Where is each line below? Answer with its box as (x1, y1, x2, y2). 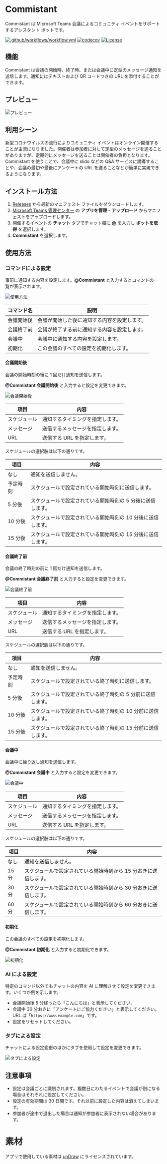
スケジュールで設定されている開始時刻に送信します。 (30, 484, 154, 491)
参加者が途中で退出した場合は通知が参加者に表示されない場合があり (12, 1111, 152, 1117)
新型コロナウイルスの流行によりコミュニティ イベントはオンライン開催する (5, 140, 159, 146)
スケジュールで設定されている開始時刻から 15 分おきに (24, 868, 153, 875)
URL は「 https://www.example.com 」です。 (12, 1012, 99, 1018)
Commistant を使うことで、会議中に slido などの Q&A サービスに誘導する (5, 158, 155, 164)
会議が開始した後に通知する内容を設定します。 (37, 316, 147, 323)
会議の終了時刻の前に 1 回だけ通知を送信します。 (5, 566, 105, 572)
